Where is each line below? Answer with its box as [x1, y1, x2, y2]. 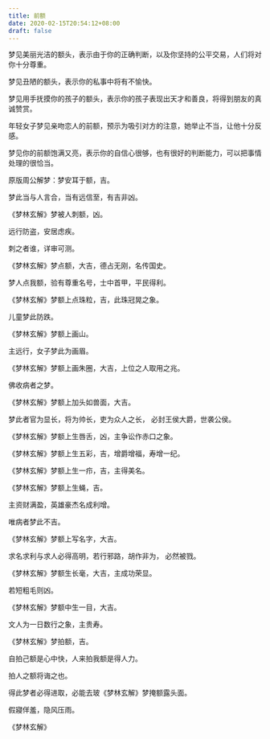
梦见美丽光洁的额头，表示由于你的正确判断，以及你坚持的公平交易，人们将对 [8, 50, 262, 60]
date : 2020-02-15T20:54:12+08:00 [8, 19, 121, 27]
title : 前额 [8, 11, 46, 20]
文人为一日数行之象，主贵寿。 [8, 620, 107, 630]
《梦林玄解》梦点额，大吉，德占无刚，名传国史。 [8, 261, 170, 270]
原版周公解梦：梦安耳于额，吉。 [8, 175, 114, 185]
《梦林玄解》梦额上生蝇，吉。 [8, 483, 107, 493]
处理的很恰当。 [8, 158, 58, 168]
